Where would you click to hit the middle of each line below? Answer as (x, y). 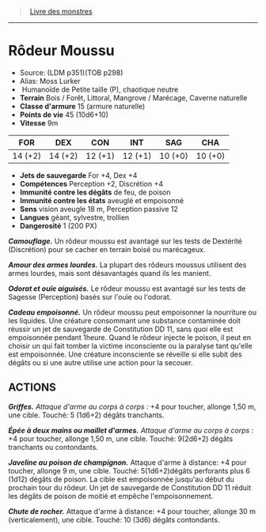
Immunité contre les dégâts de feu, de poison (95, 192)
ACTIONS (32, 388)
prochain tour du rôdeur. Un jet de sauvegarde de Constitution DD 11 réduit (130, 487)
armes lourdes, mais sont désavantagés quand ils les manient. (110, 273)
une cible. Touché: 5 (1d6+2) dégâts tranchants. (86, 415)
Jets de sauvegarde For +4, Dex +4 (78, 175)
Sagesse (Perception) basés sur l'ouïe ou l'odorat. (90, 296)
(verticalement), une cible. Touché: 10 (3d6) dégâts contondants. (114, 519)
